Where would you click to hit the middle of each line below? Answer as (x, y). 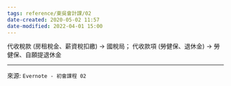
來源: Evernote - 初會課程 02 (47, 76)
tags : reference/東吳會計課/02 (49, 13)
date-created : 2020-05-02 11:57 (53, 20)
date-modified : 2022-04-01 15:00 (55, 26)
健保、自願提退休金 (34, 55)
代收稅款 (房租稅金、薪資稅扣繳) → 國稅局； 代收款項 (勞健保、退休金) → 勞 (113, 46)
